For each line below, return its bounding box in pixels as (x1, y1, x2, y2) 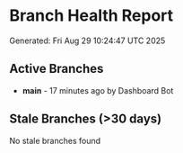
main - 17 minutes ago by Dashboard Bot (22, 85, 174, 95)
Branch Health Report (9, 5, 174, 26)
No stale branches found (9, 135, 101, 146)
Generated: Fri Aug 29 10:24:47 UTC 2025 (9, 35, 166, 46)
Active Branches (9, 61, 104, 76)
